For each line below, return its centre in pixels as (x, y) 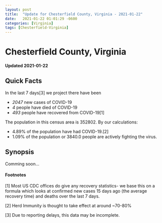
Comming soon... (22, 163)
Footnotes (16, 175)
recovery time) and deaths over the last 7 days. (52, 196)
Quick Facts (24, 81)
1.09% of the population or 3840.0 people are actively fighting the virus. (84, 137)
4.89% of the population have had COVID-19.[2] (60, 131)
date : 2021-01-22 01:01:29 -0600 (41, 19)
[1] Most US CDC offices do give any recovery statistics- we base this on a (80, 185)
